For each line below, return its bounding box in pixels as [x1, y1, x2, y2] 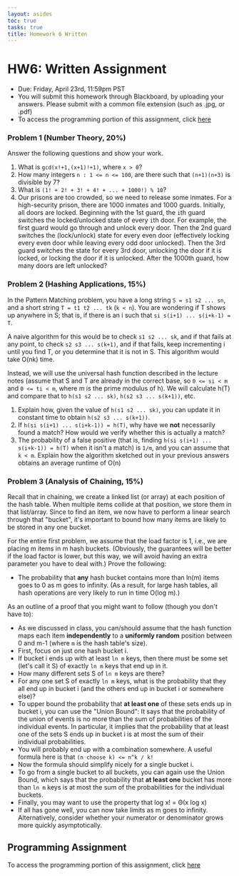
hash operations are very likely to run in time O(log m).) [17, 588, 180, 597]
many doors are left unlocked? [17, 261, 108, 270]
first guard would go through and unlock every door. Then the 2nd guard [17, 223, 232, 232]
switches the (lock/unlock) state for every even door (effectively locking [17, 231, 230, 240]
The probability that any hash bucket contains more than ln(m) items [17, 573, 220, 582]
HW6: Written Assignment [7, 61, 167, 77]
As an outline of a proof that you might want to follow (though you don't [7, 603, 218, 611]
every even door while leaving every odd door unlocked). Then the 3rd [17, 238, 226, 247]
